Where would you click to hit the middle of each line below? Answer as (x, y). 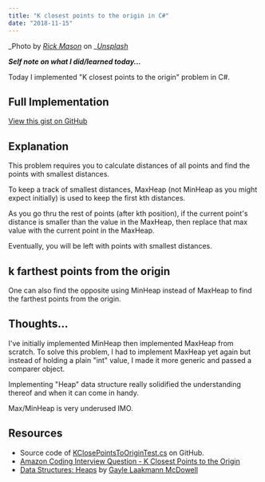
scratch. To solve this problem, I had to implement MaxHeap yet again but (130, 352)
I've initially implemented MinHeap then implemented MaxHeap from (121, 343)
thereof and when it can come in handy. (74, 392)
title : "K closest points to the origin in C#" (89, 16)
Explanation (39, 146)
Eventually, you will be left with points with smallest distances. (111, 246)
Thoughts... (38, 324)
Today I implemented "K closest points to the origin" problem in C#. (119, 77)
